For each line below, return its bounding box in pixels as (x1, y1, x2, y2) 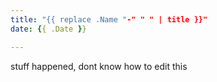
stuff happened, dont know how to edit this (10, 60, 188, 72)
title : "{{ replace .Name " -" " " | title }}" (10, 14, 208, 25)
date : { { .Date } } (10, 24, 87, 34)
